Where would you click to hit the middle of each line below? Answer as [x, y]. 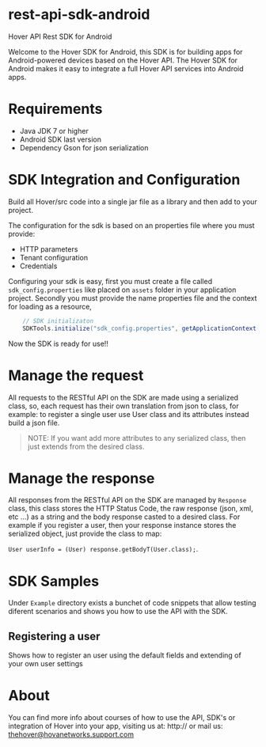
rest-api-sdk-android [79, 15]
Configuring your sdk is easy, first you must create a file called [110, 281]
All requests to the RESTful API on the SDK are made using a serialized [123, 397]
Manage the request [76, 375]
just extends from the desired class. [86, 446]
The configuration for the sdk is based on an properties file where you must [131, 225]
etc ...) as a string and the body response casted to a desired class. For [124, 517]
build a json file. [34, 423]
